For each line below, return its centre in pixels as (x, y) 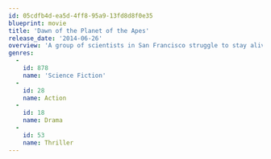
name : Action (45, 98)
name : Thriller (48, 143)
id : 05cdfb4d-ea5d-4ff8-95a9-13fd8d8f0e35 (81, 16)
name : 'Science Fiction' (65, 75)
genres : (21, 53)
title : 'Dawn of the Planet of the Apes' (79, 31)
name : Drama (43, 120)
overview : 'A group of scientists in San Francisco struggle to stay (128, 46)
